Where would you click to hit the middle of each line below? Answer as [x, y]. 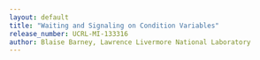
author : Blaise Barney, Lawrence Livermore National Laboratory [130, 42]
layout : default [39, 17]
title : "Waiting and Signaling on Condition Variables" [114, 26]
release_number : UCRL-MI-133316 [69, 34]
